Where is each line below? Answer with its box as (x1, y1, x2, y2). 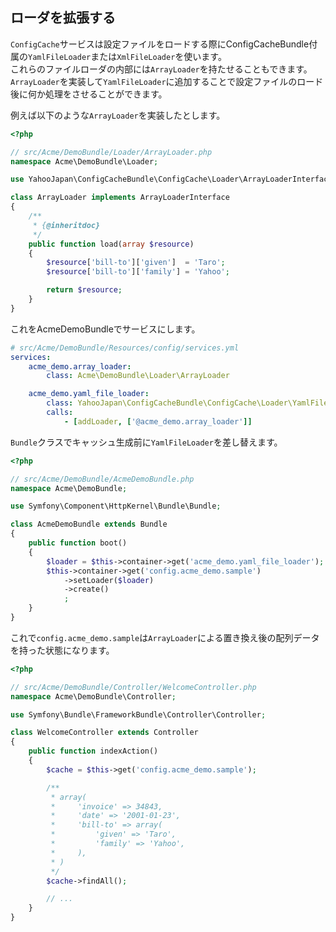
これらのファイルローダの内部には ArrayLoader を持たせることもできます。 (10, 63, 313, 75)
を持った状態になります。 (10, 644, 115, 656)
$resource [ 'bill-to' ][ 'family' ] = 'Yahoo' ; (46, 267, 230, 277)
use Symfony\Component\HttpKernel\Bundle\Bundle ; (10, 501, 222, 512)
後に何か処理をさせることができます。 (10, 88, 168, 100)
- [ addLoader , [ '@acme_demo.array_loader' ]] (63, 416, 253, 427)
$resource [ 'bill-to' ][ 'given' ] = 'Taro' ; (46, 258, 226, 268)
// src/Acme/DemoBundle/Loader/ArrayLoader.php (10, 147, 213, 157)
